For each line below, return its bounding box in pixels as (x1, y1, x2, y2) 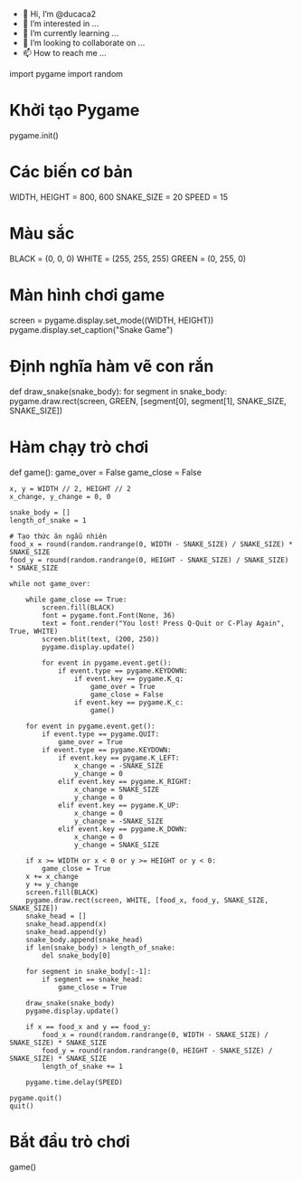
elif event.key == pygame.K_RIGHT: (57, 777, 193, 786)
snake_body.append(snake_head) (25, 935, 144, 944)
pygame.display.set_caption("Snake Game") (9, 324, 174, 335)
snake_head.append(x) (25, 919, 107, 929)
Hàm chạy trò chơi (9, 437, 149, 457)
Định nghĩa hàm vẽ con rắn (9, 355, 214, 376)
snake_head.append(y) (25, 927, 107, 936)
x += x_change (25, 872, 79, 881)
